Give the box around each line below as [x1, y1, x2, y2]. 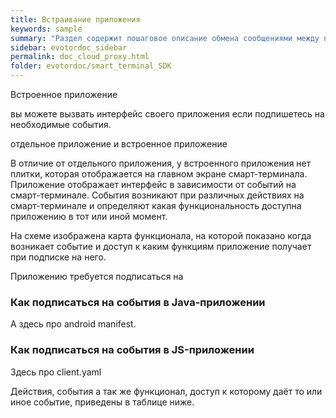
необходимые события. [10, 119, 112, 130]
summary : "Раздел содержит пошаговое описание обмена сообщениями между [10, 33, 320, 43]
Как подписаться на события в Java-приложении [10, 295, 266, 309]
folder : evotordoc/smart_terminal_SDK [10, 61, 172, 71]
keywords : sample [10, 24, 83, 34]
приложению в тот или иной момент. [10, 211, 168, 222]
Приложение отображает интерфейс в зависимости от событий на [10, 179, 297, 190]
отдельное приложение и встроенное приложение [10, 138, 228, 150]
